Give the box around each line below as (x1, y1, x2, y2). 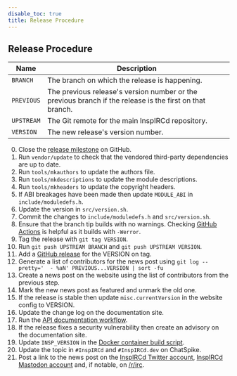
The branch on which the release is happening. (47, 75, 203, 85)
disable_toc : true (8, 10, 62, 18)
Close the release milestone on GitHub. (18, 145, 132, 154)
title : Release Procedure (8, 17, 84, 24)
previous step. (18, 278, 60, 287)
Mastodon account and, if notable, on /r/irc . (18, 361, 145, 369)
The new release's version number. (47, 127, 164, 137)
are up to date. (18, 160, 61, 169)
